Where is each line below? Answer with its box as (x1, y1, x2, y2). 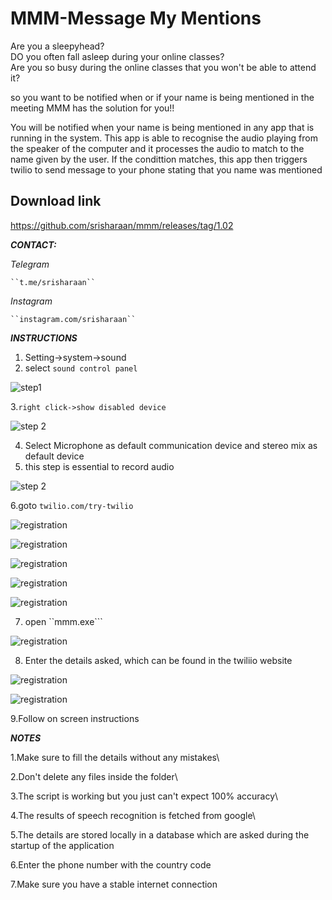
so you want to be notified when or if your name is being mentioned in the (10, 91, 315, 103)
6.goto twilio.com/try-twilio (10, 499, 134, 511)
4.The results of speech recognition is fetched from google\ (10, 809, 256, 821)
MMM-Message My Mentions (10, 7, 262, 30)
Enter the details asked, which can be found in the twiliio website (24, 654, 293, 666)
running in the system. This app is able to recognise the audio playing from (10, 132, 318, 144)
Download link (10, 193, 102, 210)
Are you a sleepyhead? (10, 40, 105, 52)
